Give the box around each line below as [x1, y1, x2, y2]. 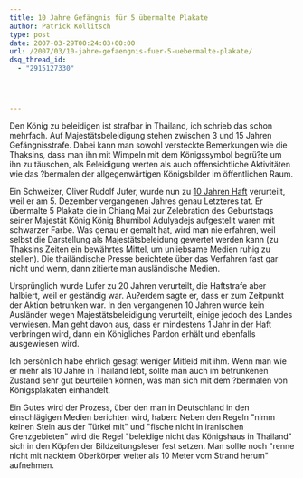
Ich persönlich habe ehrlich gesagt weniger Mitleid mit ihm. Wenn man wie [9, 355, 288, 367]
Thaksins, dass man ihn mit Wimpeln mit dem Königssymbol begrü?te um [9, 148, 282, 159]
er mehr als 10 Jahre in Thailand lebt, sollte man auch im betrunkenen [9, 365, 269, 376]
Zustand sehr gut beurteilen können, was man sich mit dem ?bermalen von [9, 375, 288, 386]
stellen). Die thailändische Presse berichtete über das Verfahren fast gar [9, 253, 279, 263]
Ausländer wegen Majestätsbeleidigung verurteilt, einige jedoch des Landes [9, 309, 293, 320]
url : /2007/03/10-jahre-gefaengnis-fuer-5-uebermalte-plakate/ [9, 47, 253, 56]
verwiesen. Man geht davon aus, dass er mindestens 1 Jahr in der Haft [9, 319, 271, 330]
